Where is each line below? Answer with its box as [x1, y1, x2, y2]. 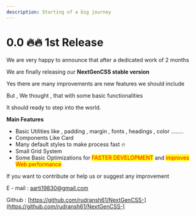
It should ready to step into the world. [6, 104, 101, 111]
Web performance [15, 160, 61, 168]
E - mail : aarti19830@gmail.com [6, 184, 88, 191]
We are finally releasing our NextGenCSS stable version [6, 68, 150, 75]
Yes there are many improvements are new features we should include [6, 80, 185, 87]
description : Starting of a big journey [6, 9, 112, 15]
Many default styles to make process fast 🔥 [15, 141, 126, 148]
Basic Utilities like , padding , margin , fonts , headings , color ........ [15, 127, 184, 135]
